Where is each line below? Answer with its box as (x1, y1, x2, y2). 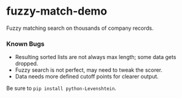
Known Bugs (6, 40, 45, 48)
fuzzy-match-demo (6, 4, 107, 18)
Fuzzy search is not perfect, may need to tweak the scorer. (15, 66, 163, 74)
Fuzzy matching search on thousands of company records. (6, 24, 153, 32)
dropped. (15, 60, 38, 68)
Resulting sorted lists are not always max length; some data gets (15, 54, 177, 61)
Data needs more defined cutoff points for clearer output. (15, 73, 159, 80)
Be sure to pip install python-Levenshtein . (6, 85, 116, 92)
